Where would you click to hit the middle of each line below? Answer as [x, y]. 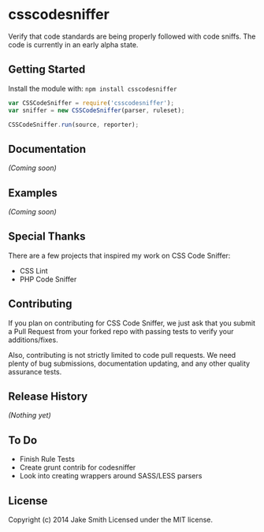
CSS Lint [34, 270]
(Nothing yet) [30, 415]
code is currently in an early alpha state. [73, 44]
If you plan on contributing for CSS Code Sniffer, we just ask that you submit [132, 323]
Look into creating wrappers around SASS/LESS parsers [111, 476]
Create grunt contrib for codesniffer [78, 467]
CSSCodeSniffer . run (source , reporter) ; [74, 125]
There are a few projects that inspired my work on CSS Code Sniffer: [119, 255]
